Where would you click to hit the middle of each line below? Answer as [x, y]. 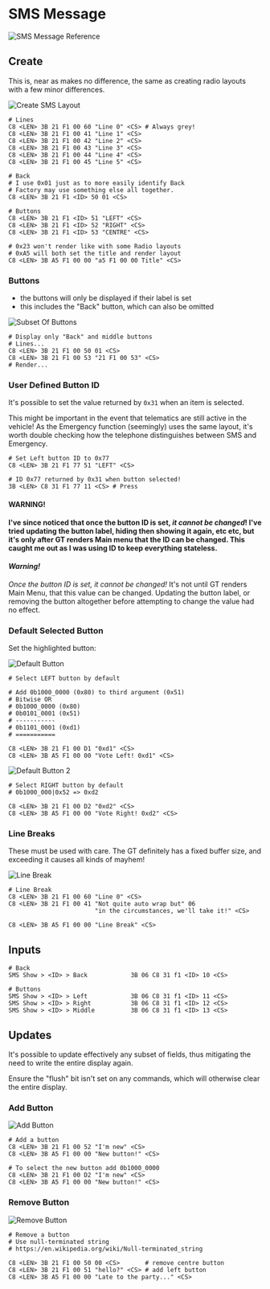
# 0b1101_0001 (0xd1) [45, 728]
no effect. [24, 610]
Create [26, 61]
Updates [30, 1035]
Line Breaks [32, 833]
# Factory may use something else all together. [91, 190]
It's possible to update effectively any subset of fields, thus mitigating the [130, 1054]
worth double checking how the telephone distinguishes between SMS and [133, 436]
